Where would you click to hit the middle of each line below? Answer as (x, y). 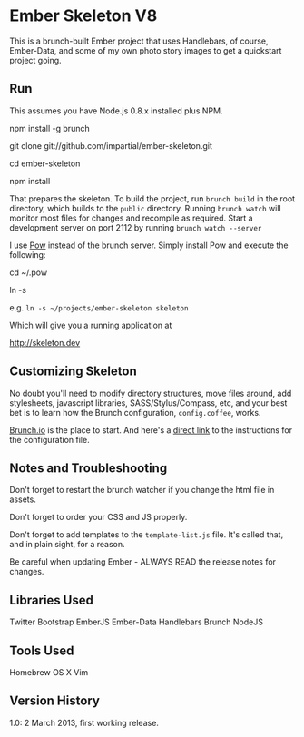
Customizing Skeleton (74, 372)
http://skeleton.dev (45, 342)
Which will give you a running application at (91, 325)
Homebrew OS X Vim (49, 672)
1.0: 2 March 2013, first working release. (84, 722)
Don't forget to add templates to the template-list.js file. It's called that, (147, 535)
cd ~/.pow (29, 272)
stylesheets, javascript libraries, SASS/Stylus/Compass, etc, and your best (148, 403)
